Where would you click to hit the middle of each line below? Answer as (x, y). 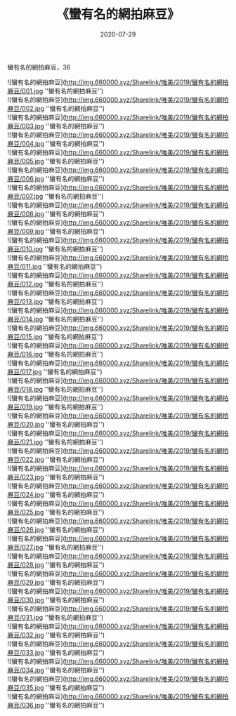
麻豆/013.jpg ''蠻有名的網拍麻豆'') (55, 301)
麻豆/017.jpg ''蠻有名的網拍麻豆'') (55, 371)
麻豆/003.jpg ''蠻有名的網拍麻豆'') (56, 126)
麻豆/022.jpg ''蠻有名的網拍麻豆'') (56, 459)
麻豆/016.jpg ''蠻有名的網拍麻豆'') (55, 354)
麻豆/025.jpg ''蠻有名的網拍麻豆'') (56, 512)
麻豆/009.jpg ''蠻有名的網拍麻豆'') (56, 231)
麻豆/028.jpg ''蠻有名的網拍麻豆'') (56, 564)
